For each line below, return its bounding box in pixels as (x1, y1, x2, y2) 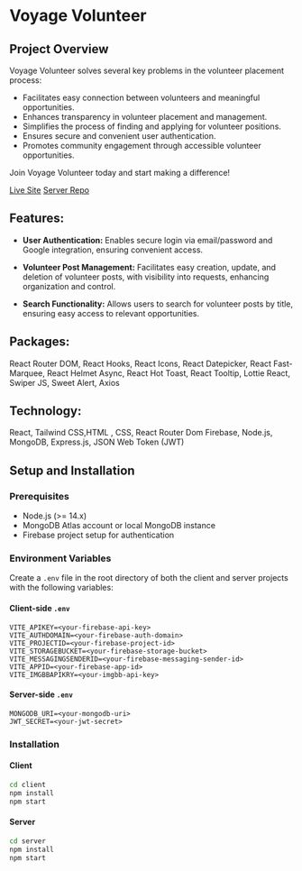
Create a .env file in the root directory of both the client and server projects (9, 573, 288, 583)
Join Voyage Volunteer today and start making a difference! (9, 168, 231, 178)
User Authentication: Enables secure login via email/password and (22, 234, 273, 245)
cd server (9, 836, 47, 846)
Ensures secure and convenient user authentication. (22, 131, 216, 141)
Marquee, (9, 367, 45, 379)
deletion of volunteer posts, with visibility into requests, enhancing (22, 271, 270, 282)
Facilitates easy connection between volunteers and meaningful (22, 92, 261, 103)
